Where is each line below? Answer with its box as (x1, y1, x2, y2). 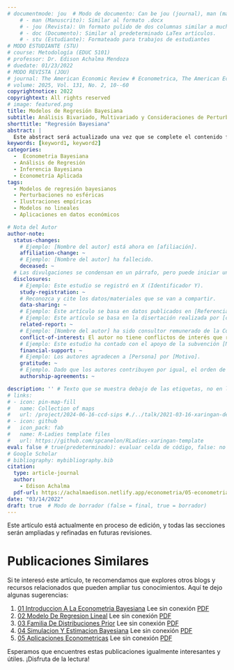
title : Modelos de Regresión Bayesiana (7, 107, 123, 114)
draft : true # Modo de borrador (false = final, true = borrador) (7, 502, 208, 509)
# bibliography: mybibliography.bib (7, 457, 114, 464)
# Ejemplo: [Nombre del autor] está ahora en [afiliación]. (19, 243, 198, 250)
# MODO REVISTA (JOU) (7, 68, 70, 75)
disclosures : (13, 275, 52, 282)
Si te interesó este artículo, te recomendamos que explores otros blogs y (7, 576, 216, 584)
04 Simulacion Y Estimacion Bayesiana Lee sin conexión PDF (17, 627, 193, 635)
